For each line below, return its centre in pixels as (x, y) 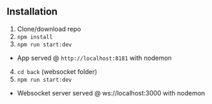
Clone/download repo (49, 28)
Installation (32, 12)
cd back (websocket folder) (57, 71)
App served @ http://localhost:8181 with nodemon (94, 58)
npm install (35, 37)
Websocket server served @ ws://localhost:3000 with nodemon (111, 93)
